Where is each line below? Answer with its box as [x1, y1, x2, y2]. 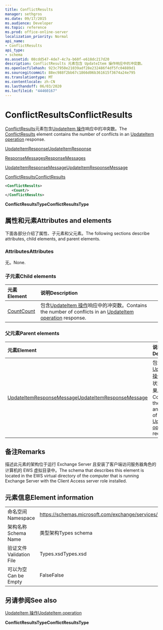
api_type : [5, 48, 25, 52]
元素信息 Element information [5, 493, 94, 501]
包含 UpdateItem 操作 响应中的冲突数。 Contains [40, 302, 147, 309]
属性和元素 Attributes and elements [5, 216, 112, 225]
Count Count [7, 308, 35, 315]
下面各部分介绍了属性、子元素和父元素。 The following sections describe [5, 230, 150, 236]
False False [39, 572, 64, 579]
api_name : [5, 39, 25, 44]
